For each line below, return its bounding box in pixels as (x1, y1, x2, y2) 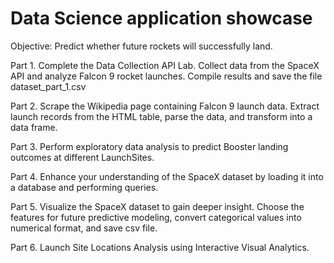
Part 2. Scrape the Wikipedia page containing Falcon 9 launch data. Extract (10, 100, 320, 112)
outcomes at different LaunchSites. (10, 151, 155, 163)
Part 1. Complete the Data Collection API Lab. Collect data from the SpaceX (10, 59, 320, 71)
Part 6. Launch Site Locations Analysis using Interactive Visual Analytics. (10, 241, 310, 253)
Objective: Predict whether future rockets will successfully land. (10, 40, 273, 52)
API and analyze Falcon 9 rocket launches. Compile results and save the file (10, 70, 323, 82)
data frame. (10, 121, 58, 133)
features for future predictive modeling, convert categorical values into (10, 211, 302, 223)
